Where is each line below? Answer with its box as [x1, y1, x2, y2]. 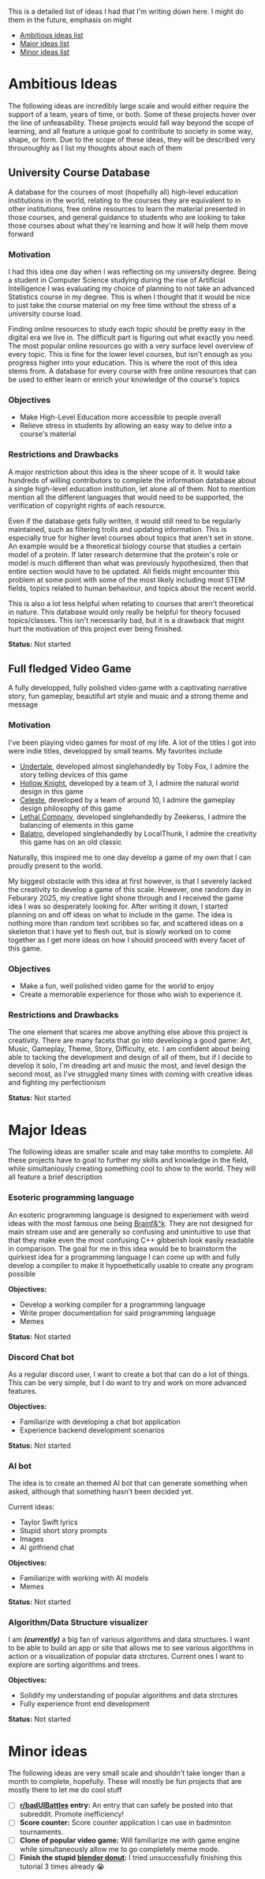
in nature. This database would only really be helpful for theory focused [8, 607, 241, 617]
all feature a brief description [8, 1172, 103, 1182]
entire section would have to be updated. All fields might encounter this [8, 566, 241, 576]
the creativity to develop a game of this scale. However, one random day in [8, 884, 252, 894]
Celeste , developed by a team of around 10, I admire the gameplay [19, 795, 235, 804]
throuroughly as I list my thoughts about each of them [8, 142, 183, 153]
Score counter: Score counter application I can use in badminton [19, 1818, 231, 1828]
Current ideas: [8, 1502, 55, 1512]
